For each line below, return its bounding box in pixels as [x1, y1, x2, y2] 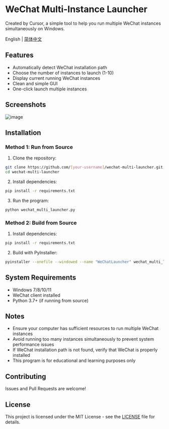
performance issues [12, 342, 54, 348]
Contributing [5, 372, 46, 381]
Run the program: [12, 197, 49, 203]
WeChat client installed [12, 292, 60, 298]
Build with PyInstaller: [12, 249, 58, 255]
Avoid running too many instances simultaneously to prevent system [12, 336, 154, 342]
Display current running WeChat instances [12, 75, 101, 81]
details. [5, 419, 21, 425]
